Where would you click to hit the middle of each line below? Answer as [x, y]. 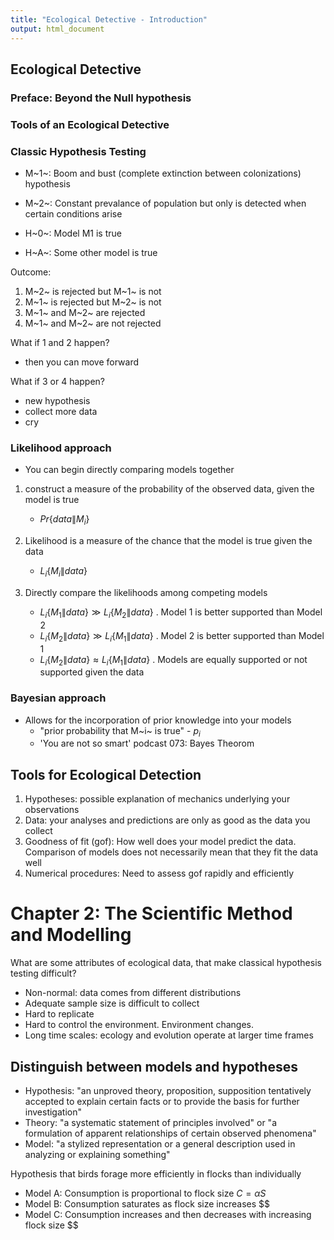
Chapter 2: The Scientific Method [151, 913]
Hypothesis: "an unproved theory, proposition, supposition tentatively [168, 1090]
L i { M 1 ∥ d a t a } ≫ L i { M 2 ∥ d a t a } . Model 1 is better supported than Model [181, 613]
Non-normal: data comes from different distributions [133, 993]
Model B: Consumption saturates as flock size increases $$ [147, 1203]
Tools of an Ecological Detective [90, 124]
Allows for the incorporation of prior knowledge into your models [158, 720]
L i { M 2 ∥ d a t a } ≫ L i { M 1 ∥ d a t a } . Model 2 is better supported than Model [182, 636]
